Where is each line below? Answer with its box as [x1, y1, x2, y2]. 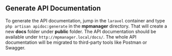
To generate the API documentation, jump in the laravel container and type [5, 17, 165, 23]
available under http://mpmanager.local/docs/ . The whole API [5, 34, 137, 40]
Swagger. [5, 44, 26, 50]
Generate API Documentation [5, 4, 101, 13]
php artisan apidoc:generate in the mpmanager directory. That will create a [5, 23, 167, 29]
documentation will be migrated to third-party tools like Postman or [5, 39, 147, 45]
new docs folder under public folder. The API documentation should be [5, 28, 157, 35]
